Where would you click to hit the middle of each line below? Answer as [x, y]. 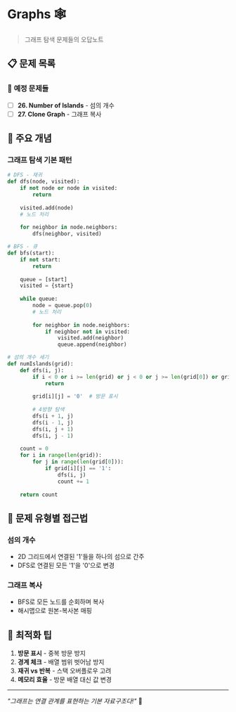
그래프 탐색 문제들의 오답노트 [64, 39]
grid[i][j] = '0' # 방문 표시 [75, 396]
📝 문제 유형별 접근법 [48, 518]
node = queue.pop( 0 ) [63, 306]
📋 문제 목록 [32, 64]
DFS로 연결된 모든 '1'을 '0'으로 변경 [66, 565]
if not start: [40, 259]
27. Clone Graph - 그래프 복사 [59, 114]
